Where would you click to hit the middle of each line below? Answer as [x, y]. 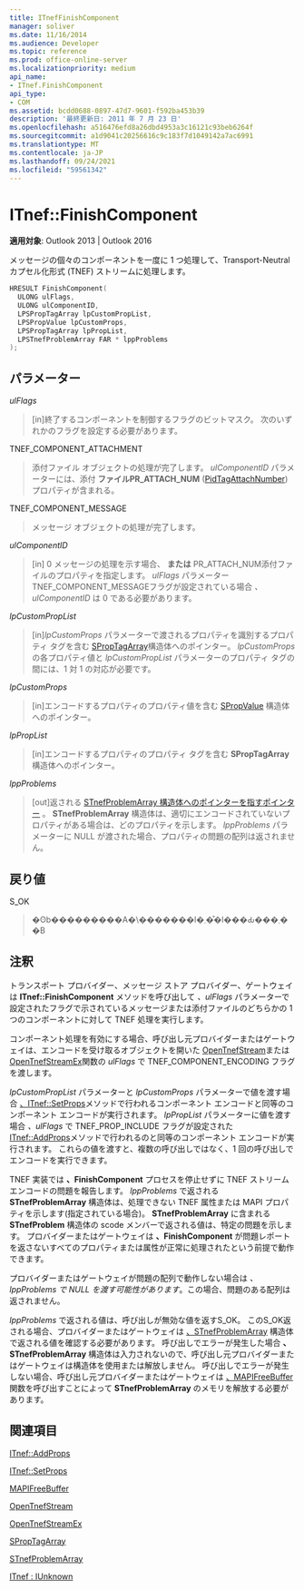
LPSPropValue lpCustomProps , [73, 322]
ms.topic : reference [49, 52]
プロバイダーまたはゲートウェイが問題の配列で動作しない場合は [128, 1278]
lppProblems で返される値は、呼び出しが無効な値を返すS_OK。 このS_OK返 [151, 1320]
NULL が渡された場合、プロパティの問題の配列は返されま [181, 837]
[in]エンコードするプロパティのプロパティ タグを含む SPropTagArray [161, 754]
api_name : [28, 77]
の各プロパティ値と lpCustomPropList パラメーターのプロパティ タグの [163, 658]
